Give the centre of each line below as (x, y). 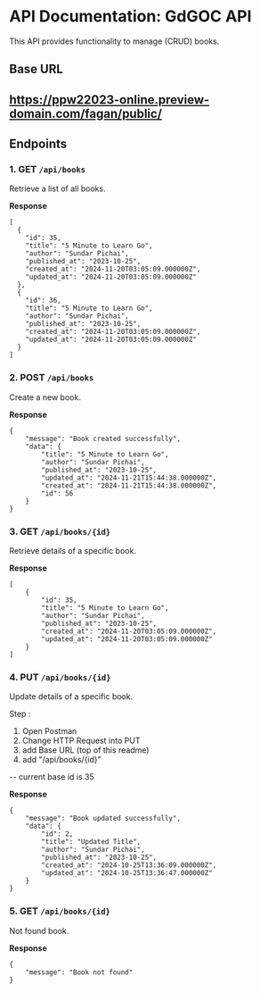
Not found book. (39, 930)
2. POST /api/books (52, 378)
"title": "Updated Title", (91, 842)
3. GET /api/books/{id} (60, 531)
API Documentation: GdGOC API (130, 17)
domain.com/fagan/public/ (86, 113)
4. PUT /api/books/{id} (60, 677)
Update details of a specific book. (71, 697)
